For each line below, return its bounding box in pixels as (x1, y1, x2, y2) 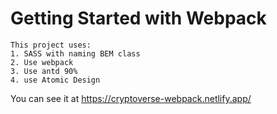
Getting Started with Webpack (10, 7, 267, 30)
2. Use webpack (10, 57, 74, 67)
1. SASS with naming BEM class (10, 48, 141, 59)
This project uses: (10, 40, 92, 50)
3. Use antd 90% (10, 66, 78, 76)
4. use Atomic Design (10, 75, 101, 85)
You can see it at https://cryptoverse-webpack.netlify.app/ (10, 92, 252, 104)
